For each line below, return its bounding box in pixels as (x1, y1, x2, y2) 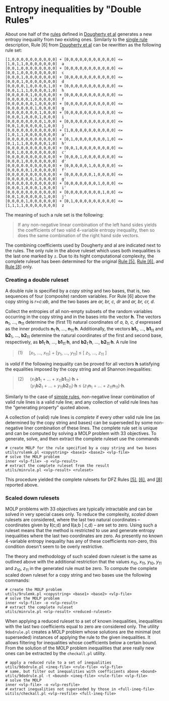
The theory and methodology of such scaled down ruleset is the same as (5, 553, 157, 559)
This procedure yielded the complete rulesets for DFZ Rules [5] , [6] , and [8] (5, 476, 162, 483)
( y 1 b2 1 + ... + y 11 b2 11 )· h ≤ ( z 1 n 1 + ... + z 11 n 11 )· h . (30, 383, 125, 390)
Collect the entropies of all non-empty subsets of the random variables (5, 309, 153, 315)
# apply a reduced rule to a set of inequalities (5, 660, 112, 665)
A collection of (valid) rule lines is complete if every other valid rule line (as (5, 414, 160, 420)
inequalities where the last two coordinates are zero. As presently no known (5, 533, 163, 539)
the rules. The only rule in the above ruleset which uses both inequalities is (5, 247, 160, 253)
